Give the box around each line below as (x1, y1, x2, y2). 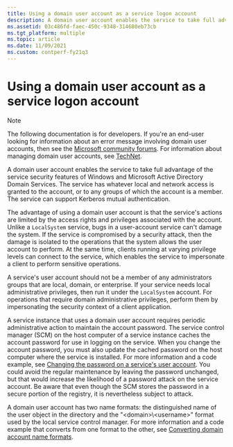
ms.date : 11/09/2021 (7, 42, 67, 49)
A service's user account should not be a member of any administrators (7, 273, 212, 281)
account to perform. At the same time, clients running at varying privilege (7, 245, 216, 253)
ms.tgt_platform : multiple (7, 29, 85, 37)
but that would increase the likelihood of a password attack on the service (7, 375, 218, 383)
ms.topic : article (7, 36, 60, 43)
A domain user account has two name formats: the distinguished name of (7, 403, 217, 411)
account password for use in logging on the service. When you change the (7, 338, 221, 347)
